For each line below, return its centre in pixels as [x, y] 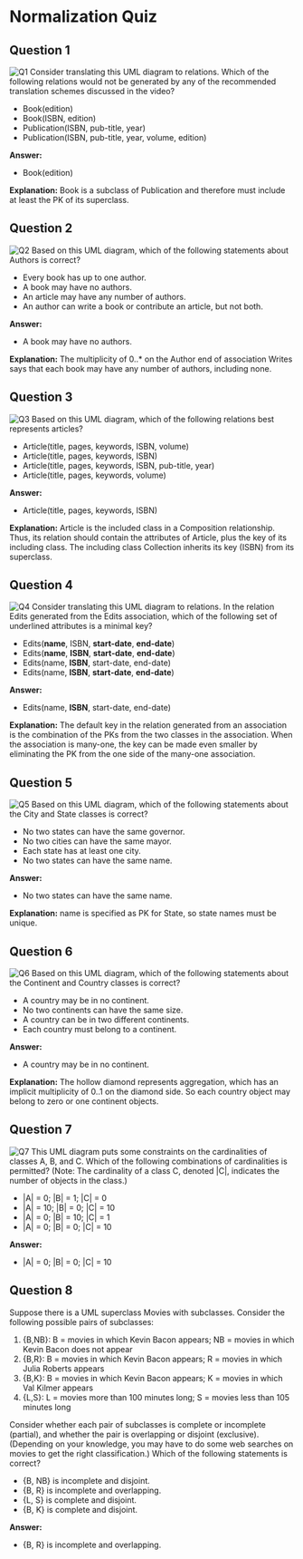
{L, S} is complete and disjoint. [80, 1500]
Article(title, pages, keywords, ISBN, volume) [106, 446]
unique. [24, 923]
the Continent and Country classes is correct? [95, 983]
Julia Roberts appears [63, 1368]
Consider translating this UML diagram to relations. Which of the [150, 72]
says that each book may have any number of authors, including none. [141, 368]
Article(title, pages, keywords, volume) [95, 475]
